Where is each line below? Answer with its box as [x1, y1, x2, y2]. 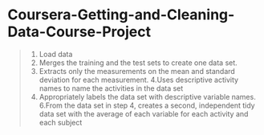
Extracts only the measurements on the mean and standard [39, 66, 236, 76]
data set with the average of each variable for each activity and [39, 108, 249, 118]
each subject [39, 117, 83, 127]
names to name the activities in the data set [39, 83, 184, 93]
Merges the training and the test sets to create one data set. [39, 58, 238, 67]
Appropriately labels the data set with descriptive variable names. [39, 92, 256, 101]
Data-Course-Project [7, 22, 152, 41]
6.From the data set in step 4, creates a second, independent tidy [39, 100, 255, 110]
